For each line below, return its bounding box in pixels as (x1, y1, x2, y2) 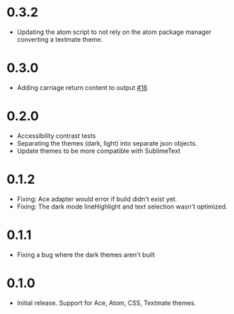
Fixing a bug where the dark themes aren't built (16, 250, 156, 259)
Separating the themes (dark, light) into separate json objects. (16, 139, 197, 147)
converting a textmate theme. (16, 35, 103, 43)
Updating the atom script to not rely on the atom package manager (16, 28, 212, 36)
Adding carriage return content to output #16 (16, 83, 148, 92)
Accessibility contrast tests (16, 132, 96, 140)
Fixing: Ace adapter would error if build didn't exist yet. (16, 194, 177, 203)
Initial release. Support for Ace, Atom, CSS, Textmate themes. (16, 298, 197, 307)
